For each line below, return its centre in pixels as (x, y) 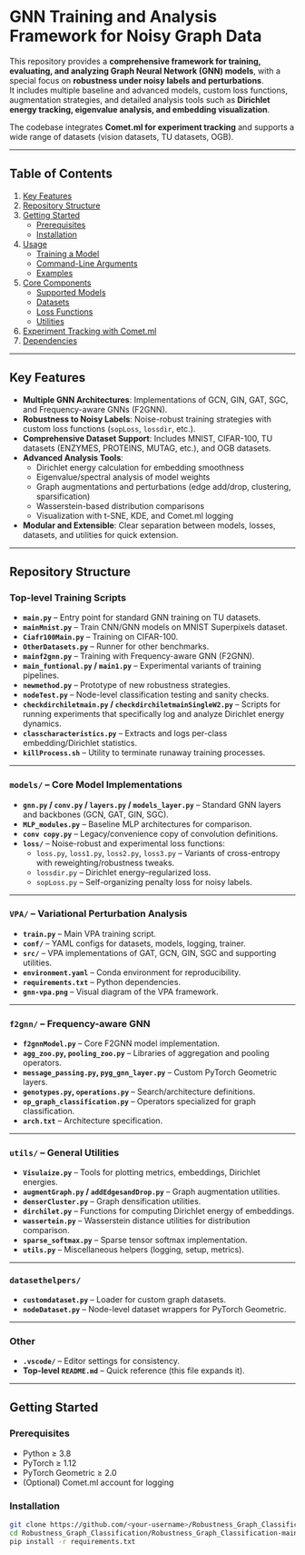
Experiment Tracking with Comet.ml (89, 331)
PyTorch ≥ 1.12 (49, 1463)
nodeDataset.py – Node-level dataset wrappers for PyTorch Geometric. (155, 1309)
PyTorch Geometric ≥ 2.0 (69, 1472)
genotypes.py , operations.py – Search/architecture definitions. (139, 1091)
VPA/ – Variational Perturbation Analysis (98, 913)
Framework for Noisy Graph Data (136, 36)
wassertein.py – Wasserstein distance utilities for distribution (136, 1221)
